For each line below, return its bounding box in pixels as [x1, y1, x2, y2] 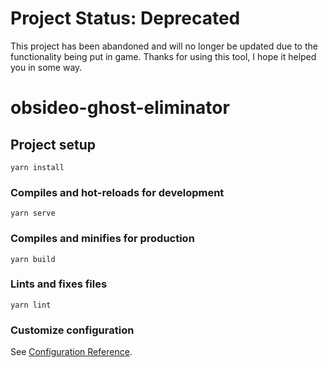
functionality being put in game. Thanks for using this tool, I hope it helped [10, 50, 317, 62]
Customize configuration [10, 323, 135, 337]
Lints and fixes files [10, 277, 108, 291]
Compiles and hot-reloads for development [10, 185, 225, 199]
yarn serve [10, 208, 56, 219]
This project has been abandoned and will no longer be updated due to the [10, 40, 318, 52]
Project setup [10, 136, 97, 153]
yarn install [10, 162, 65, 172]
